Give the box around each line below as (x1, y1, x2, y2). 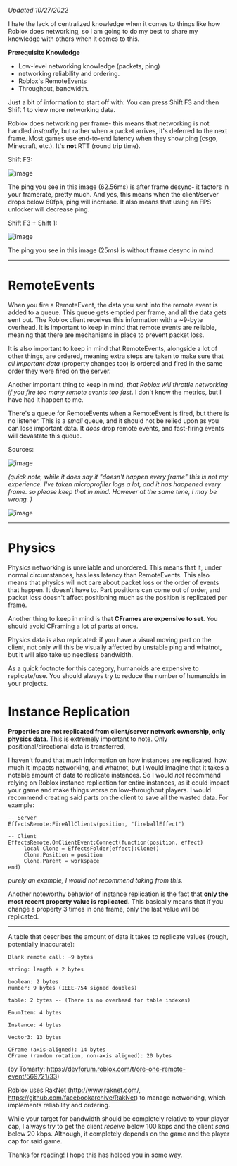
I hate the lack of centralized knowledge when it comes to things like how (8, 20, 221, 27)
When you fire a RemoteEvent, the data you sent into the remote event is (8, 300, 218, 309)
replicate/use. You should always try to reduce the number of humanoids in (8, 671, 226, 680)
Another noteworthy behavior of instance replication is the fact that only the (8, 890, 229, 898)
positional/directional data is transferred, (8, 742, 126, 750)
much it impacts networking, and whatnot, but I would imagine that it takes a (8, 763, 229, 771)
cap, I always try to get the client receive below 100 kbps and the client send (8, 1122, 230, 1130)
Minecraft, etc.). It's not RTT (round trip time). (8, 142, 141, 150)
